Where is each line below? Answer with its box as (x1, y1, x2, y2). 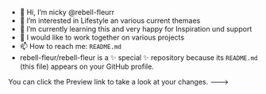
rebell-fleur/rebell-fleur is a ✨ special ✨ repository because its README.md (19, 53, 258, 62)
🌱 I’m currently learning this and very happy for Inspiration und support (19, 24, 253, 33)
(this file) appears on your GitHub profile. (19, 62, 155, 71)
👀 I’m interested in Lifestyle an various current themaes (19, 16, 201, 25)
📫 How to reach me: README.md (19, 42, 121, 51)
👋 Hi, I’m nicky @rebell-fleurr (19, 8, 115, 17)
